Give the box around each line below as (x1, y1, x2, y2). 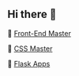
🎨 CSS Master (7, 44, 53, 53)
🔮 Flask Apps (7, 59, 51, 68)
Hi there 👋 (7, 8, 57, 21)
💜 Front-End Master (7, 28, 72, 38)
